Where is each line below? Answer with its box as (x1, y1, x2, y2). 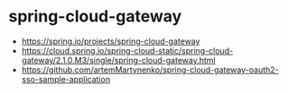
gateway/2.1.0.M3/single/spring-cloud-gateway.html (21, 55, 216, 65)
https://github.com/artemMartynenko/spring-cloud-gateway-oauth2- (21, 64, 279, 75)
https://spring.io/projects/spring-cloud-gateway (21, 36, 200, 46)
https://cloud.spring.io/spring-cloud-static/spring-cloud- (21, 45, 234, 55)
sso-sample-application (21, 73, 110, 84)
